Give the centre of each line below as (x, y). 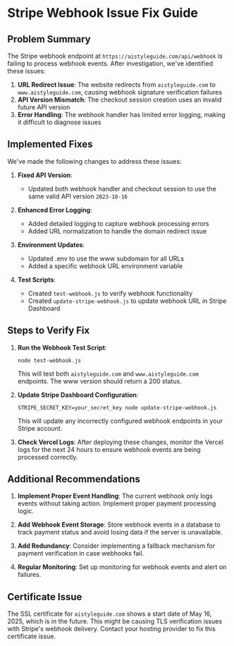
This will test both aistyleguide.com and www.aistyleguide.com (108, 373)
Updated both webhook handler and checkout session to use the (122, 189)
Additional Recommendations (74, 479)
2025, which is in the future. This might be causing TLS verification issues (115, 621)
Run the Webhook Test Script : (62, 347)
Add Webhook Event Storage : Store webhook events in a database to (119, 525)
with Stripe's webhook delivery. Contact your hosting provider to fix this (112, 629)
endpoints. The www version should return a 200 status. (99, 381)
